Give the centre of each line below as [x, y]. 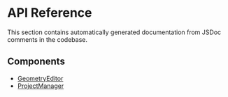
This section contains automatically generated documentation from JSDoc [114, 32]
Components [36, 62]
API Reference [50, 13]
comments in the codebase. [47, 39]
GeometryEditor [40, 78]
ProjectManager [41, 86]
